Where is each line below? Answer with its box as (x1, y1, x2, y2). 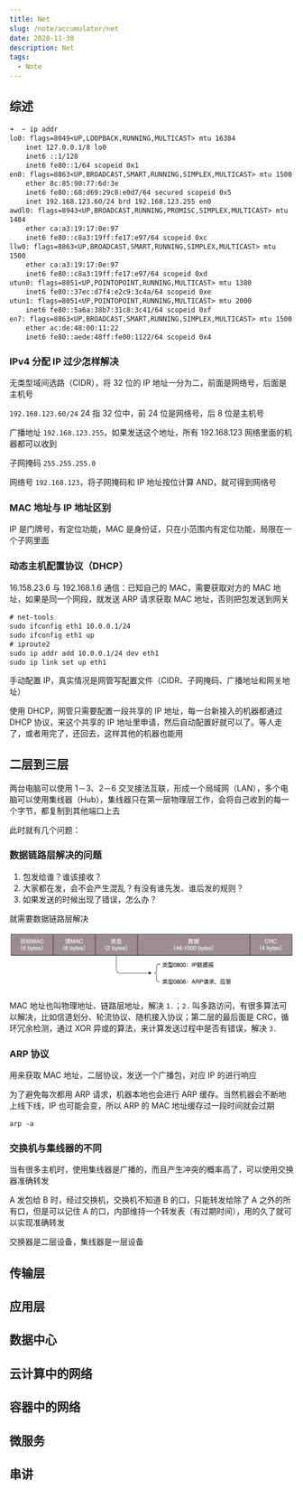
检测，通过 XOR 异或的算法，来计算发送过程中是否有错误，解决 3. (32, 1022, 278, 1034)
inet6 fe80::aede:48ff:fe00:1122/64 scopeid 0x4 (25, 333, 212, 342)
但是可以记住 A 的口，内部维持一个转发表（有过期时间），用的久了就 (32, 1206, 284, 1217)
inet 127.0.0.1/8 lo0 (25, 143, 106, 152)
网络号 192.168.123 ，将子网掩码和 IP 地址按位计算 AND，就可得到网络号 (9, 477, 277, 488)
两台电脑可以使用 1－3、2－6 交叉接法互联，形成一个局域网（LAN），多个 (9, 782, 281, 793)
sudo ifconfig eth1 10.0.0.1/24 (9, 622, 131, 631)
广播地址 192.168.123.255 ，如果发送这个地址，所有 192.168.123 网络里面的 (9, 427, 285, 438)
